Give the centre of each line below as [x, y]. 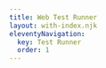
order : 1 [33, 50]
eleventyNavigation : [48, 34]
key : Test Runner [49, 42]
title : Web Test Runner [53, 17]
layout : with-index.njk [53, 26]
